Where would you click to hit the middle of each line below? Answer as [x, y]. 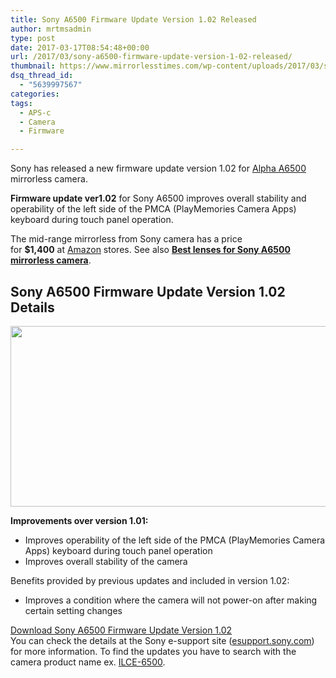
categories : [35, 94]
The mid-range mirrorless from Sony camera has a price [126, 239]
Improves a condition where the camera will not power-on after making [171, 600]
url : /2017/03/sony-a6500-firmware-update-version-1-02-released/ [151, 57]
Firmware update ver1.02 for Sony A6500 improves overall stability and [158, 198]
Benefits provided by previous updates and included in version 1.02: [150, 580]
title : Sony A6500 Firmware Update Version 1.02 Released [133, 19]
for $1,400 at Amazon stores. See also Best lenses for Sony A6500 [150, 250]
